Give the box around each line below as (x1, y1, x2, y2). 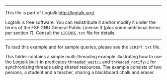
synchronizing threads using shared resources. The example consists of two (5, 64, 162, 70)
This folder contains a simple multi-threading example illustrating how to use (5, 54, 162, 59)
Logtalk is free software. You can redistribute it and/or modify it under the (5, 19, 156, 25)
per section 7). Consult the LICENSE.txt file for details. (5, 30, 116, 36)
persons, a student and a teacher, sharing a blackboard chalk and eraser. (5, 70, 155, 75)
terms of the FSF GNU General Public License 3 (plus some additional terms (5, 25, 161, 30)
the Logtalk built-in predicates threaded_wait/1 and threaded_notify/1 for (5, 59, 157, 65)
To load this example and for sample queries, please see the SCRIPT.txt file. (5, 44, 161, 50)
